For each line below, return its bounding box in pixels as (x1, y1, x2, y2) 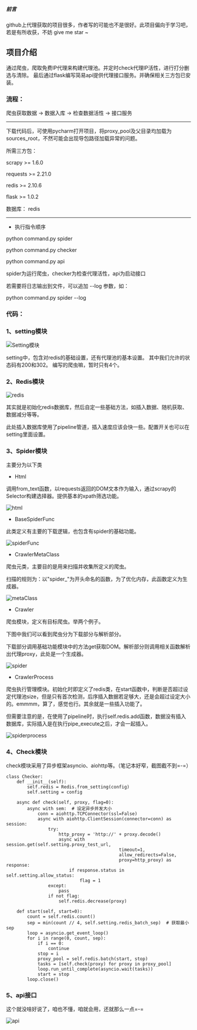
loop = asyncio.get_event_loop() (27, 930, 109, 937)
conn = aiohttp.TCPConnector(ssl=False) (37, 811, 138, 817)
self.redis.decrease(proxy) (58, 898, 127, 904)
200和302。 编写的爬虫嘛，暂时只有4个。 (21, 361, 123, 368)
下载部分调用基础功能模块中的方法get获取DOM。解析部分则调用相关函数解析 (6, 643, 191, 650)
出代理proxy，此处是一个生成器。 (6, 650, 87, 657)
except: (47, 883, 67, 889)
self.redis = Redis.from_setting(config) (27, 784, 130, 790)
